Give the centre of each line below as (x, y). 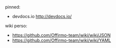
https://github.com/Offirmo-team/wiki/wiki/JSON (61, 35)
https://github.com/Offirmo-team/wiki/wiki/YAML (61, 40)
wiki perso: (16, 26)
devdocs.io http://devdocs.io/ (42, 16)
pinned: (13, 7)
